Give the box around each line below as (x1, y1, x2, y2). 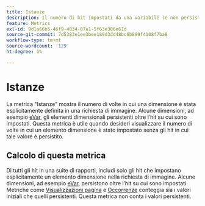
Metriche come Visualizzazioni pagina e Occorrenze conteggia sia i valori (6, 186, 191, 193)
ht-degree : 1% (6, 49, 43, 55)
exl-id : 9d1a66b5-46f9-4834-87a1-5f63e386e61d (6, 26, 127, 32)
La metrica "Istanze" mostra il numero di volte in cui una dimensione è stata (6, 100, 196, 107)
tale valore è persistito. (6, 132, 64, 140)
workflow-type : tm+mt (6, 37, 62, 43)
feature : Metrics (6, 20, 51, 26)
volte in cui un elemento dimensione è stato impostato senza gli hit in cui (6, 126, 189, 133)
